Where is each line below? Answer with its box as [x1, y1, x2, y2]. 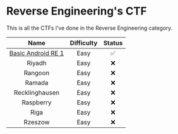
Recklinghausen [13, 88, 60, 96]
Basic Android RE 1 [9, 49, 64, 57]
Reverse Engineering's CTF [6, 4, 147, 18]
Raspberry [21, 98, 52, 107]
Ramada [25, 78, 49, 87]
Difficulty [69, 38, 98, 47]
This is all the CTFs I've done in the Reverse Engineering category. [6, 24, 173, 32]
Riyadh [27, 59, 47, 67]
